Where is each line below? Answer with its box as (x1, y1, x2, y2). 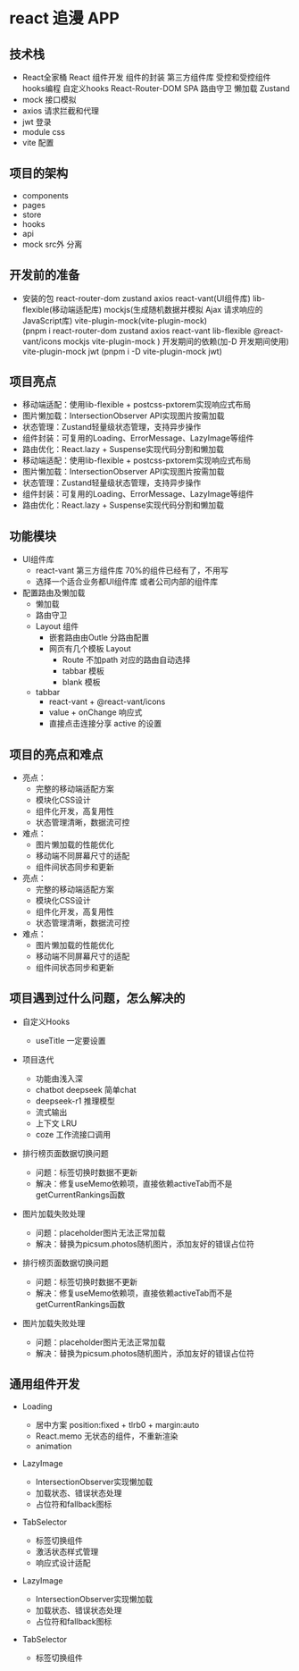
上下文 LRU (35, 1118, 78, 1129)
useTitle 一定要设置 (35, 1035, 106, 1045)
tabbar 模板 (62, 666, 105, 676)
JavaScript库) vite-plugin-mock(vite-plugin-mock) (21, 315, 208, 326)
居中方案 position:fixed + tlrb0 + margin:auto (35, 1419, 200, 1430)
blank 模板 (62, 676, 101, 688)
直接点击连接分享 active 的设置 (48, 718, 162, 729)
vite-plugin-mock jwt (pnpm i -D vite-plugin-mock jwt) (21, 346, 223, 357)
